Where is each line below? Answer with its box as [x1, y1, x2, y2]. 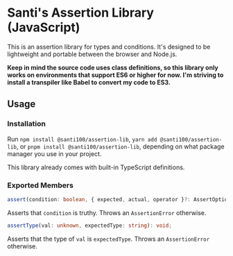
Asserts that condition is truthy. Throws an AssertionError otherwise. [7, 208, 207, 216]
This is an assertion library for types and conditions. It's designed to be [7, 42, 211, 51]
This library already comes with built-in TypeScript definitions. [7, 163, 185, 171]
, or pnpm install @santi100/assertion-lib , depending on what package [16, 142, 225, 151]
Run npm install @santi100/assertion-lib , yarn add [7, 135, 157, 143]
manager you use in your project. [7, 149, 102, 157]
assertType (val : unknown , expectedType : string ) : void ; [7, 222, 172, 229]
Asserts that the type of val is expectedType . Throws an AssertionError [7, 234, 210, 243]
